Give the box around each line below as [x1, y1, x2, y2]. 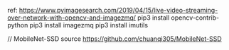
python [7, 21, 28, 29]
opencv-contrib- [171, 13, 219, 22]
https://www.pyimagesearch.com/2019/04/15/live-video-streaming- [18, 6, 218, 14]
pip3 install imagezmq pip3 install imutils [29, 21, 148, 29]
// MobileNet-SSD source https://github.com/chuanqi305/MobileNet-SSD [7, 35, 222, 43]
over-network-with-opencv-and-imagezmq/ [7, 13, 137, 22]
